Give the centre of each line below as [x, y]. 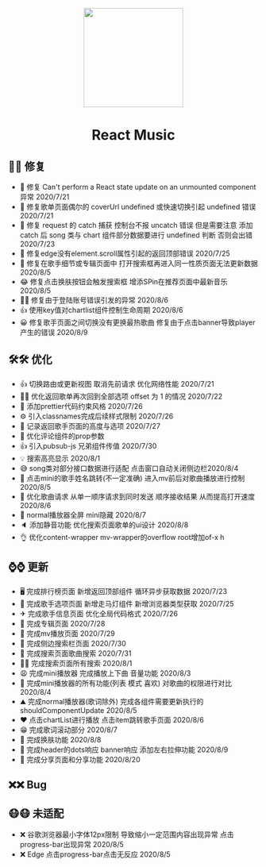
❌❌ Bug [28, 785]
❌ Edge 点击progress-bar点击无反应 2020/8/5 [95, 854]
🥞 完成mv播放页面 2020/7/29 [67, 633]
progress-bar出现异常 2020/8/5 [72, 844]
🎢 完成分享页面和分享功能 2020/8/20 [80, 759]
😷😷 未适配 [36, 814]
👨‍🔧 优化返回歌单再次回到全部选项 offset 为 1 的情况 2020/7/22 [121, 396]
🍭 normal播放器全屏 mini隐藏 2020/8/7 [83, 514]
